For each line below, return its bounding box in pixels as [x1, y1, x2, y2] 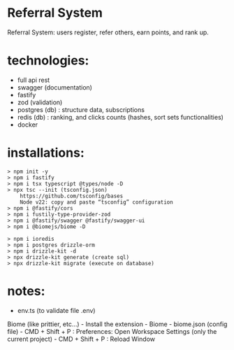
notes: [7, 283, 45, 299]
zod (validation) [17, 98, 63, 106]
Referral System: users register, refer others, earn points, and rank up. [7, 28, 210, 36]
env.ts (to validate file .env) [17, 306, 96, 314]
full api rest [17, 76, 50, 84]
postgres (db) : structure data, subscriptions [17, 105, 145, 113]
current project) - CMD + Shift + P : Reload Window [7, 335, 156, 343]
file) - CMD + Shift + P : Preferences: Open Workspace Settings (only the [7, 327, 217, 335]
